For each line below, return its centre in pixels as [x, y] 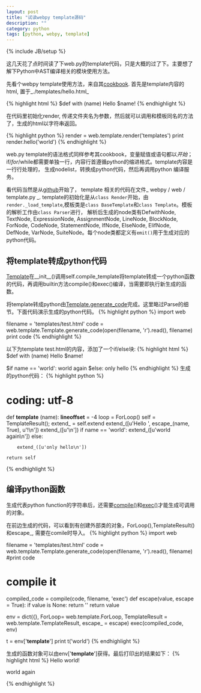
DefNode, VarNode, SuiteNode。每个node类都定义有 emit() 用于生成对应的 [98, 233]
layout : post [22, 12]
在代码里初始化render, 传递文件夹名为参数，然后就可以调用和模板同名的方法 [100, 116]
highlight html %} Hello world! [43, 660]
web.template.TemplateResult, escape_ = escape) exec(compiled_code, [95, 623]
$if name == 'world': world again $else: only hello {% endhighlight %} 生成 [98, 368]
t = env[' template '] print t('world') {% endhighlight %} [73, 641]
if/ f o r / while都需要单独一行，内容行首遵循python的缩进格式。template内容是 [100, 162]
